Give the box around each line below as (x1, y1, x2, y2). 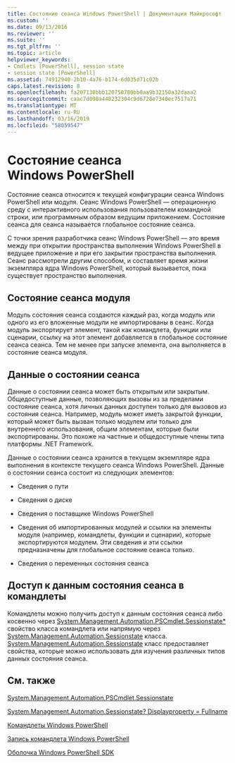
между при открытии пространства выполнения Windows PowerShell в (7, 241, 222, 250)
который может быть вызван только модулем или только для (7, 417, 192, 426)
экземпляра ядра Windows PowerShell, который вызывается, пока (7, 264, 207, 272)
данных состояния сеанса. (7, 654, 88, 663)
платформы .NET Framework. (7, 440, 94, 448)
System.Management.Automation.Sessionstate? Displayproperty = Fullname (7, 707, 228, 716)
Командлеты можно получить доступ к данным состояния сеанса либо (7, 609, 223, 618)
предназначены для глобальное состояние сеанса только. (17, 546, 195, 554)
